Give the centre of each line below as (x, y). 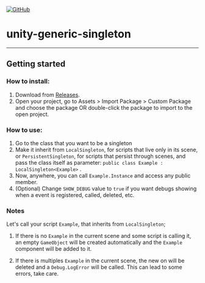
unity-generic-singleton (69, 34)
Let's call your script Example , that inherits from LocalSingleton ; (86, 224)
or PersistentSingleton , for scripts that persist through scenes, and (100, 156)
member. (26, 182)
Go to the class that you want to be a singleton (74, 143)
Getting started (36, 64)
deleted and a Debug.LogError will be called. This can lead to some (99, 267)
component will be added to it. (53, 249)
